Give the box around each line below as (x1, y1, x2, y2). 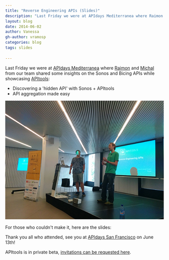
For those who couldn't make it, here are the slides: (5, 224, 112, 230)
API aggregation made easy (12, 90, 70, 96)
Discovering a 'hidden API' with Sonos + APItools (12, 85, 115, 91)
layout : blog (5, 19, 33, 24)
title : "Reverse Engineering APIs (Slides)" (5, 8, 100, 13)
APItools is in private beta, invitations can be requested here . (5, 249, 132, 255)
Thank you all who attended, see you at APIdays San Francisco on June (5, 234, 154, 240)
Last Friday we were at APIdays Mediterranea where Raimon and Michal (5, 65, 154, 71)
